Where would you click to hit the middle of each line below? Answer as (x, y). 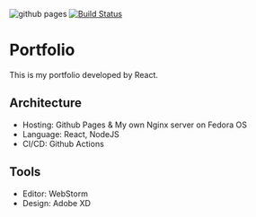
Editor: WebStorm (55, 194)
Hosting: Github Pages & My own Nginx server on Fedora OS (135, 125)
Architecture (46, 103)
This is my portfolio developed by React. (84, 74)
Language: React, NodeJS (71, 134)
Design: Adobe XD (57, 203)
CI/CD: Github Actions (63, 143)
